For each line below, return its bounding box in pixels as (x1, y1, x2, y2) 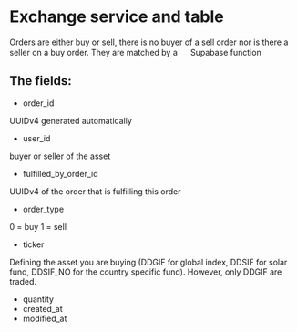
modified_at (22, 313, 67, 324)
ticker (22, 239, 45, 250)
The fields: (9, 73, 73, 88)
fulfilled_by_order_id (22, 168, 98, 179)
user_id (22, 132, 51, 143)
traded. (9, 275, 37, 286)
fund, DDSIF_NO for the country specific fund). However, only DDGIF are (9, 266, 282, 277)
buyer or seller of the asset (9, 150, 111, 161)
